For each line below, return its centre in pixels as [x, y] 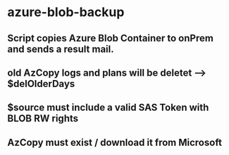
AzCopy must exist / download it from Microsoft [114, 142]
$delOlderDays [41, 84]
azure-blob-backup [66, 12]
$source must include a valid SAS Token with [108, 108]
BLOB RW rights [43, 119]
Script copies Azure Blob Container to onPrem [110, 38]
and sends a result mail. [61, 49]
